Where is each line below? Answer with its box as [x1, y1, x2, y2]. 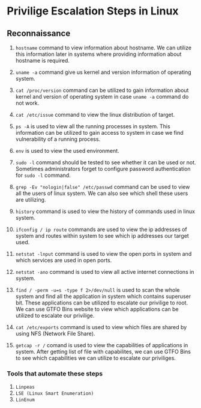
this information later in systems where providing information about [15, 51, 182, 58]
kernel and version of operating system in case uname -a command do [15, 93, 189, 100]
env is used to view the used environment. [15, 147, 119, 154]
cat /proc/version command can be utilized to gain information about [15, 87, 189, 94]
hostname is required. [15, 57, 70, 64]
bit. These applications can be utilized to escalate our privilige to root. [15, 299, 188, 306]
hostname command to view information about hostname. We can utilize [15, 44, 191, 51]
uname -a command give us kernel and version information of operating [15, 69, 191, 76]
